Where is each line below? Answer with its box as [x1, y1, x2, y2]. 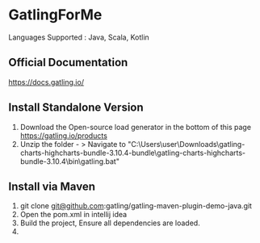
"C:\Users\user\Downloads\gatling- [128, 139, 245, 149]
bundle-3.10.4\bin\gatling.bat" [19, 156, 120, 166]
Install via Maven [8, 179, 95, 193]
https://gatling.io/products [19, 131, 107, 140]
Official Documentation [8, 56, 128, 69]
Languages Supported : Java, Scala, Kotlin [8, 32, 149, 42]
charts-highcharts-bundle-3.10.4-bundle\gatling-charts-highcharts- [19, 148, 246, 157]
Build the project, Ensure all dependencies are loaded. [19, 218, 200, 228]
